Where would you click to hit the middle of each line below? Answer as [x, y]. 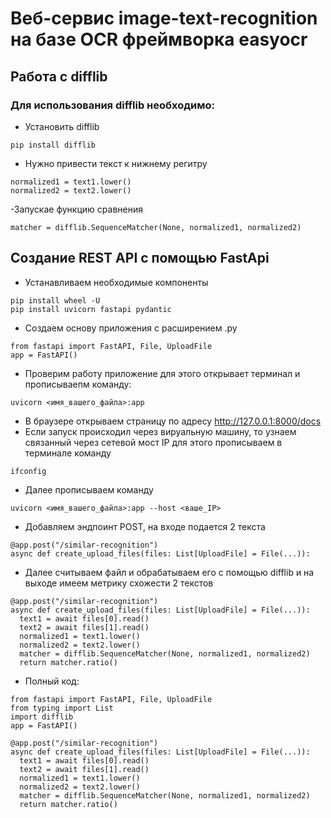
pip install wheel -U [55, 300]
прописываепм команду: [78, 384]
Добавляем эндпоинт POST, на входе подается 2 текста [145, 526]
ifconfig [28, 471]
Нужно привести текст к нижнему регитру [116, 163]
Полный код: [52, 681]
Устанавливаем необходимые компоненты [116, 282]
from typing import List [62, 708]
